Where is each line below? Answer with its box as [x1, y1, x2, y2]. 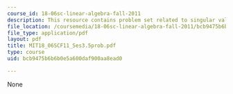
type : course [7, 49, 45, 56]
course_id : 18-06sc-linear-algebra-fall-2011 [7, 10, 141, 17]
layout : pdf [7, 36, 42, 43]
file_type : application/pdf [7, 29, 89, 37]
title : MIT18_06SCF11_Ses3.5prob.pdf [7, 42, 116, 49]
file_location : [7, 23, 51, 30]
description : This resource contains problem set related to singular [7, 17, 216, 23]
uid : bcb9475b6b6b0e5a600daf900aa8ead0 [7, 55, 123, 62]
